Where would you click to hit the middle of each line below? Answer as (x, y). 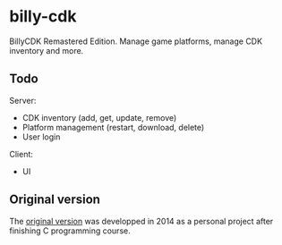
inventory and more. (47, 50)
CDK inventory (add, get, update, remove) (99, 117)
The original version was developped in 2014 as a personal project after (141, 221)
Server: (23, 100)
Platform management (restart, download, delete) (113, 127)
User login (41, 137)
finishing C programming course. (70, 231)
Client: (21, 154)
